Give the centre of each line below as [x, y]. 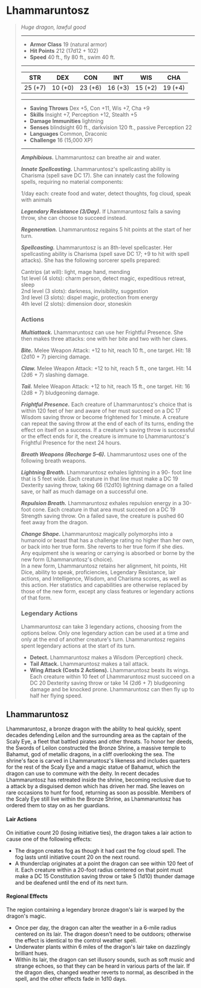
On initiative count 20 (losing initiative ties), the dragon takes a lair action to [99, 832]
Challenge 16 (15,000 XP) [61, 140]
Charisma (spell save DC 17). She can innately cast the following [100, 175]
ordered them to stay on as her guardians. [58, 805]
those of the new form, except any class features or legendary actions [107, 592]
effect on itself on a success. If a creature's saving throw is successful [108, 430]
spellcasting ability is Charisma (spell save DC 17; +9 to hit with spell [105, 253]
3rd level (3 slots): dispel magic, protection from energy [89, 297]
